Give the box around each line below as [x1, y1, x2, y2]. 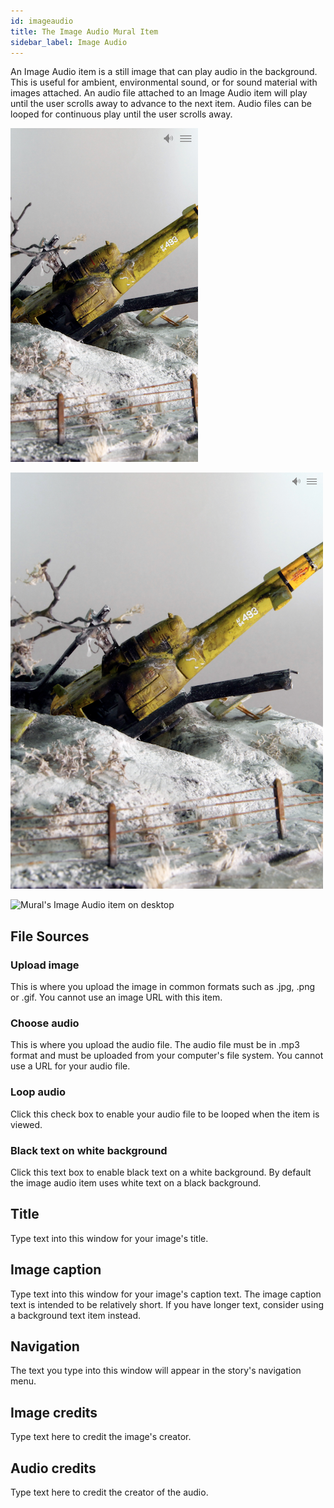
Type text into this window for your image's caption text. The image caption [10, 1288, 322, 1300]
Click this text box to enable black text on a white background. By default [10, 1166, 312, 1178]
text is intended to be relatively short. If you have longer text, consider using [10, 1298, 325, 1310]
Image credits [10, 1404, 98, 1421]
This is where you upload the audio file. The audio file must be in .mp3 [10, 1039, 300, 1051]
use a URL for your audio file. [10, 1060, 131, 1072]
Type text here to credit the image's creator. [10, 1431, 192, 1443]
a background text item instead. [10, 1309, 141, 1321]
